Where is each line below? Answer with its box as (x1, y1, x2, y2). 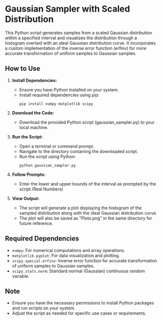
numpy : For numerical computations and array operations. (12, 247, 126, 253)
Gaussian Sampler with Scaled (5, 3, 131, 15)
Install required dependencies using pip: (19, 92, 100, 98)
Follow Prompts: (12, 171, 46, 177)
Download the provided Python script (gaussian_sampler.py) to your (19, 119, 155, 125)
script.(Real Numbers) (19, 186, 63, 192)
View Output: (12, 195, 40, 201)
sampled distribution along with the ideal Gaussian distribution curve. (19, 210, 157, 216)
